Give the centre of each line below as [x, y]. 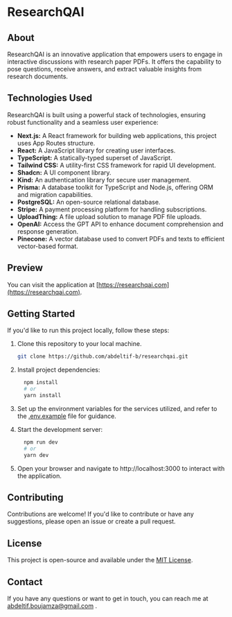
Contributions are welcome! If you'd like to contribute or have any [100, 514]
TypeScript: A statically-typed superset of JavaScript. [95, 157]
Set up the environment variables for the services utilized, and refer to [117, 408]
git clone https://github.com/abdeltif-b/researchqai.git [102, 357]
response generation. [48, 231]
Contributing [35, 497]
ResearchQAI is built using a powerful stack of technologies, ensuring [107, 114]
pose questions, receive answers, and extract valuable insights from [105, 69]
